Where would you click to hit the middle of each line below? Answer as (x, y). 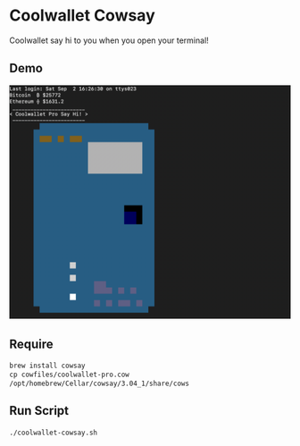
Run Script (39, 411)
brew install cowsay (48, 366)
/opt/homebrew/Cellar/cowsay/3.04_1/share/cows (100, 383)
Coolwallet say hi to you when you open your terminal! (109, 40)
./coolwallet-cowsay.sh (54, 433)
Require (31, 344)
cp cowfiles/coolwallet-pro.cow (69, 374)
